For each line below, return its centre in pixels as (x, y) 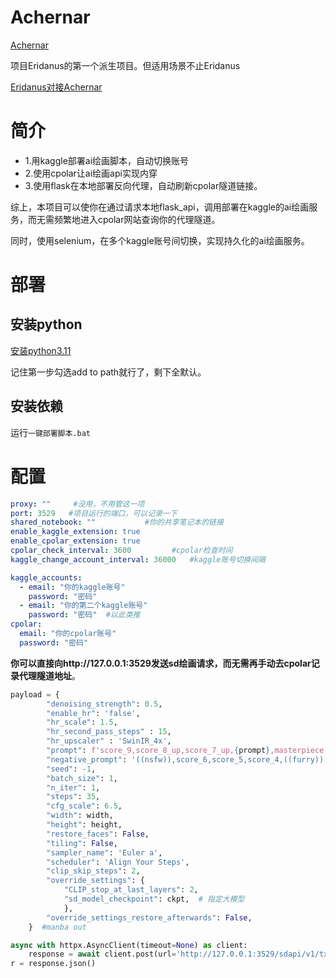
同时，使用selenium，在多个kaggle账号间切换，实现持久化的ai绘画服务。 (160, 240)
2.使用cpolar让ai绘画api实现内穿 (91, 173)
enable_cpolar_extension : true (75, 541)
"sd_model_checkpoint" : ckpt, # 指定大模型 (154, 899)
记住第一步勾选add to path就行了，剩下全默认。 (108, 372)
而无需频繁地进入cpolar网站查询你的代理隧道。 (124, 219)
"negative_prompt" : (87, 759)
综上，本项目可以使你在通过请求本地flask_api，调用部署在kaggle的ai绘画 (160, 207)
